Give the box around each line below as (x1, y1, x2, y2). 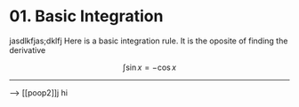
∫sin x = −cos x (123, 62, 176, 73)
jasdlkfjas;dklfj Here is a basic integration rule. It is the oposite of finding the (9, 35, 288, 46)
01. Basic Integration (9, 6, 164, 27)
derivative (9, 44, 46, 55)
